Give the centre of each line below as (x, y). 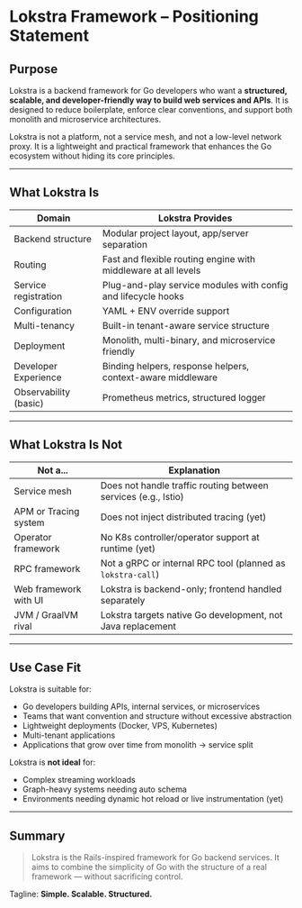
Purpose (34, 69)
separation (125, 244)
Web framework (48, 589)
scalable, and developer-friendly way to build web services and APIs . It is (149, 100)
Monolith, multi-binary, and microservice (189, 340)
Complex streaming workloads (79, 780)
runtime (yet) (128, 549)
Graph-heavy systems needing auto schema (104, 789)
